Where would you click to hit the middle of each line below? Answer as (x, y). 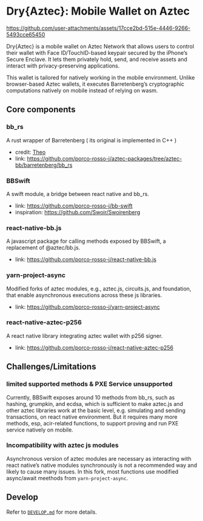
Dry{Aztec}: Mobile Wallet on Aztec (98, 11)
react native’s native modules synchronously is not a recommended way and (102, 465)
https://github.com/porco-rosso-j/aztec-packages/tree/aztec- (105, 158)
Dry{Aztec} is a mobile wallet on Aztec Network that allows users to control (100, 46)
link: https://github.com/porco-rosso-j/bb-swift (74, 206)
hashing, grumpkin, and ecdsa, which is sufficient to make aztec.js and (95, 404)
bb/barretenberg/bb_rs (44, 165)
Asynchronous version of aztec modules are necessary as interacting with (99, 458)
